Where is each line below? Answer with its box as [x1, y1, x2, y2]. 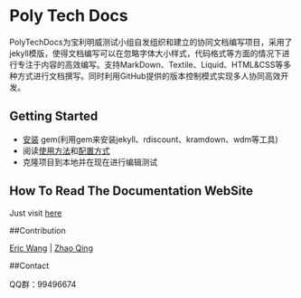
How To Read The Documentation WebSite [9, 183, 254, 199]
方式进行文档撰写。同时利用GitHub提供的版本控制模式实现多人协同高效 [16, 70, 281, 82]
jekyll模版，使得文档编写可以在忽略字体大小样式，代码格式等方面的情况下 [9, 47, 282, 59]
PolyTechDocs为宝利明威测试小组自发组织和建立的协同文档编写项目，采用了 [9, 36, 293, 47]
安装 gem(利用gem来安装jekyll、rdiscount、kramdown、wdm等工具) [22, 133, 278, 145]
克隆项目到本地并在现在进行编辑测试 [22, 156, 158, 168]
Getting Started [9, 109, 99, 124]
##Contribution [9, 225, 66, 236]
